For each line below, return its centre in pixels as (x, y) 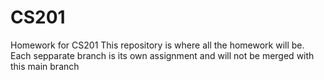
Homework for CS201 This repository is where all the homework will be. (157, 45)
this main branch (45, 66)
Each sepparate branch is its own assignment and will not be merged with (162, 55)
